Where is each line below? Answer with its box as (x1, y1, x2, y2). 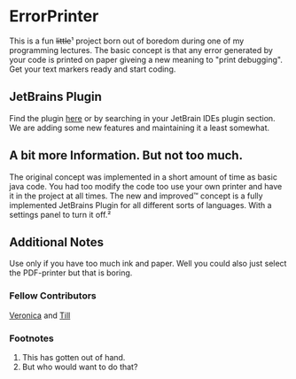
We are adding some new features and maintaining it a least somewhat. (9, 122, 270, 133)
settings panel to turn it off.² (9, 209, 112, 220)
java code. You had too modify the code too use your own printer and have (9, 181, 283, 191)
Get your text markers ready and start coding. (9, 64, 176, 74)
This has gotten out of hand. (21, 352, 126, 362)
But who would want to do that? (21, 361, 138, 372)
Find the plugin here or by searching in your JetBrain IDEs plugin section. (9, 112, 277, 123)
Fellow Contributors (9, 290, 97, 302)
